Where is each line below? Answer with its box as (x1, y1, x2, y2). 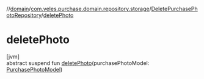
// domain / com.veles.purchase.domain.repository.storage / (6, 5, 151, 12)
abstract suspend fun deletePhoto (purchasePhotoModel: (6, 59, 150, 66)
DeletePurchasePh (151, 5, 199, 12)
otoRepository (6, 12, 42, 19)
